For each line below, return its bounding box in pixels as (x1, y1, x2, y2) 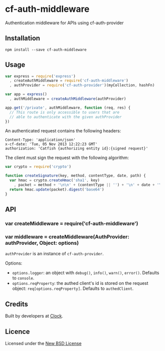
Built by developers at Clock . (5, 313, 63, 319)
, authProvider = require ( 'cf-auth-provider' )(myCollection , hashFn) (9, 83, 155, 88)
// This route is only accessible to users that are (9, 110, 120, 115)
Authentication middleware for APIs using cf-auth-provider (5, 20, 124, 26)
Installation (5, 34, 40, 42)
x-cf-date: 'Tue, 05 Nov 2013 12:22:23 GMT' (5, 142, 98, 147)
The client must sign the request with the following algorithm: (5, 155, 129, 161)
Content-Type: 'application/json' (5, 137, 76, 143)
